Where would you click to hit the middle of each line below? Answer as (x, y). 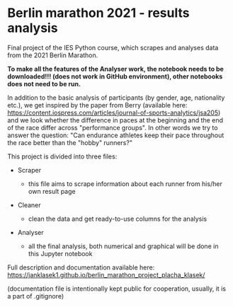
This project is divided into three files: (62, 156)
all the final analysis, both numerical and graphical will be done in (123, 246)
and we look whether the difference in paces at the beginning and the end (115, 120)
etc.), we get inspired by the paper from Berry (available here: (97, 105)
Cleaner (29, 205)
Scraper (29, 170)
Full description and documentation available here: (81, 267)
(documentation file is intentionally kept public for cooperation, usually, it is (117, 289)
